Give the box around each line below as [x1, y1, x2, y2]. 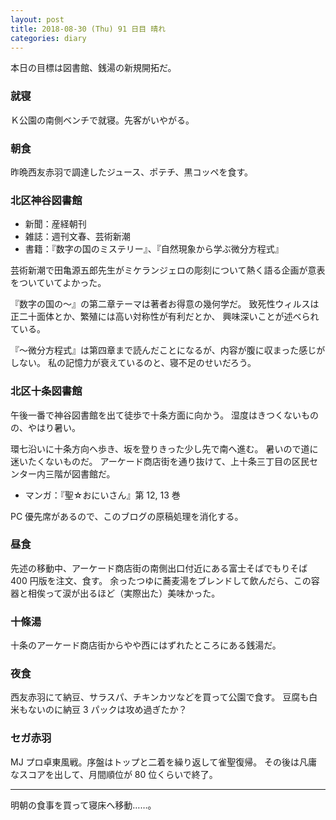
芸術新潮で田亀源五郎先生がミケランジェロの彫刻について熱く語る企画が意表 [10, 264, 326, 276]
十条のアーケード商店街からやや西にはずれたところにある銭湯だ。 [10, 639, 282, 651]
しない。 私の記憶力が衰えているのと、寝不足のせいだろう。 [10, 357, 257, 369]
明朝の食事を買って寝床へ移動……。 [10, 799, 157, 811]
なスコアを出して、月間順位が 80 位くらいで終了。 [10, 768, 218, 780]
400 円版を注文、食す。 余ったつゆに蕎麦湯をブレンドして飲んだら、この [10, 574, 312, 586]
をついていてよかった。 [10, 277, 107, 289]
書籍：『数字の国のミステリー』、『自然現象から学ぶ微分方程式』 [24, 243, 284, 255]
